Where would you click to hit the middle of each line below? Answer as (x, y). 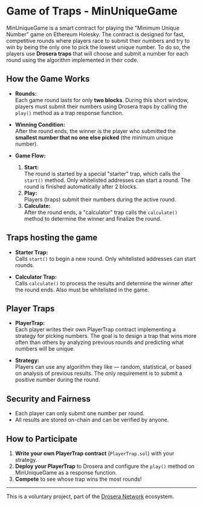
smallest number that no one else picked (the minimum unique (94, 137)
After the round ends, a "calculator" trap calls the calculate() (101, 212)
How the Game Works (48, 79)
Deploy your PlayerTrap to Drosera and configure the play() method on (105, 466)
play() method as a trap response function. (69, 112)
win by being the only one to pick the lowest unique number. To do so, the (98, 47)
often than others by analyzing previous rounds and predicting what (99, 342)
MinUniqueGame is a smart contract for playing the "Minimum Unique (93, 28)
